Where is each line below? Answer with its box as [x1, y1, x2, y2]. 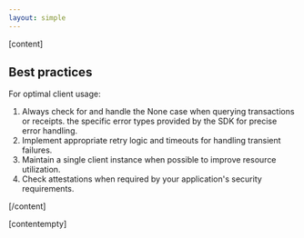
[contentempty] [8, 219, 67, 230]
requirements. [21, 183, 75, 194]
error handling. [21, 125, 78, 136]
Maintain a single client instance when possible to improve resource [21, 154, 277, 165]
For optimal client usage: [8, 88, 101, 100]
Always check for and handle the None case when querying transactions [21, 106, 295, 117]
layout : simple [8, 13, 66, 23]
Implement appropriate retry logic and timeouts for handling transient [21, 135, 281, 146]
